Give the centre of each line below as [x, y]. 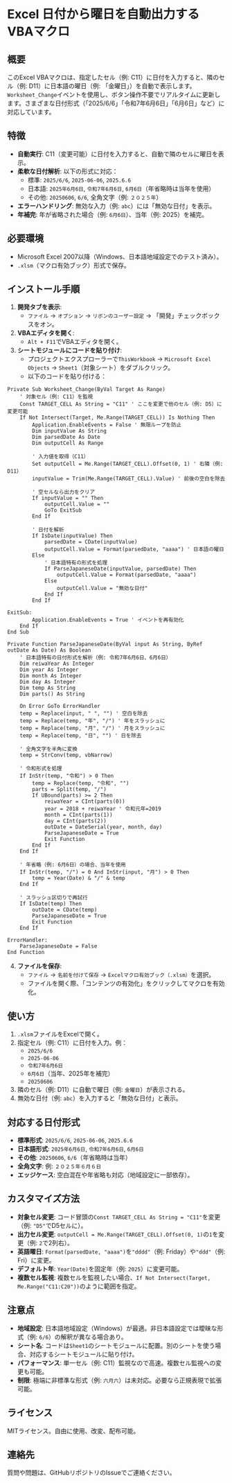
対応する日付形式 [44, 1122]
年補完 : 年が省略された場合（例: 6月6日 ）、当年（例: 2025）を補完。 [113, 214]
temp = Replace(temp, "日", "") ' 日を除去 [81, 736]
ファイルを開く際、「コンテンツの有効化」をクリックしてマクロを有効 [126, 983]
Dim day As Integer [48, 682]
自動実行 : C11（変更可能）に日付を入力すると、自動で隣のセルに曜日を [117, 154]
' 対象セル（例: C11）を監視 [56, 397]
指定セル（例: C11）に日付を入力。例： [72, 1043]
